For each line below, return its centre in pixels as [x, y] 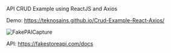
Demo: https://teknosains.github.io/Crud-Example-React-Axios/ [85, 20]
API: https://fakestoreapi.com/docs [50, 44]
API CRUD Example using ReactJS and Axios [62, 9]
